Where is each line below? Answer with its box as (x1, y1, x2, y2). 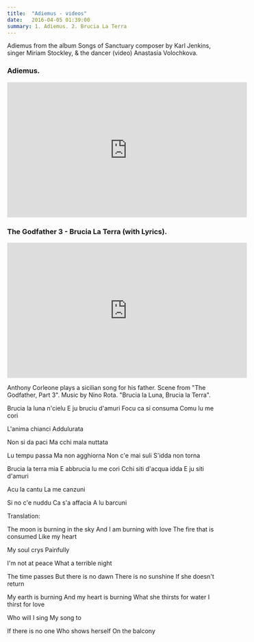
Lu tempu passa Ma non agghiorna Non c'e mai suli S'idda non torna (7, 451, 201, 459)
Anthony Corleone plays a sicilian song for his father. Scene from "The (7, 383, 206, 391)
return (7, 580, 25, 588)
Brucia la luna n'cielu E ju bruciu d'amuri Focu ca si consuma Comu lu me (7, 404, 214, 412)
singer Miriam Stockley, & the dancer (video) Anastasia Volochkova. (7, 49, 199, 57)
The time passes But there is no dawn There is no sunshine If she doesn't (7, 572, 214, 580)
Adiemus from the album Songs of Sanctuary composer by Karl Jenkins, (7, 42, 211, 50)
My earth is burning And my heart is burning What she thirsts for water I (7, 593, 210, 601)
